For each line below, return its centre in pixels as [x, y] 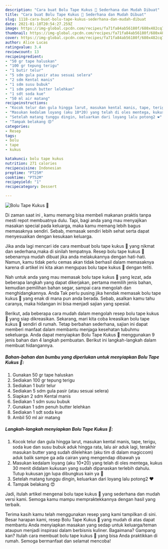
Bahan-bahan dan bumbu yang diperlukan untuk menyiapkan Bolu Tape [82, 357]
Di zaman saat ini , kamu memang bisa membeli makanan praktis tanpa [78, 215]
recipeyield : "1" [23, 182]
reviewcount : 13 [22, 52]
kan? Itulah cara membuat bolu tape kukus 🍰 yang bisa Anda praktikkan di [81, 535]
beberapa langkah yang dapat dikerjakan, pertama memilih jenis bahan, [79, 282]
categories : [17, 126]
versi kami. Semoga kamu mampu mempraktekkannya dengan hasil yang [80, 499]
